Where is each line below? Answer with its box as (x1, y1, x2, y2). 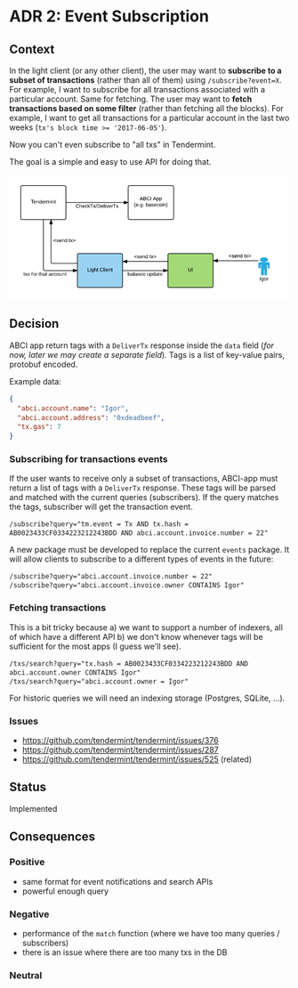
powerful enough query (21, 886, 109, 896)
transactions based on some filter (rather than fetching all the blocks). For (9, 103, 285, 113)
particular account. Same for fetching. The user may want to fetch (9, 93, 253, 104)
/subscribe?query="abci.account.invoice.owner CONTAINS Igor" (9, 581, 245, 590)
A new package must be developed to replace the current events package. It (9, 545, 290, 555)
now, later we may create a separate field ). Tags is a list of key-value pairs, (9, 349, 285, 360)
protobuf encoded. (9, 359, 78, 369)
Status (9, 780, 47, 795)
